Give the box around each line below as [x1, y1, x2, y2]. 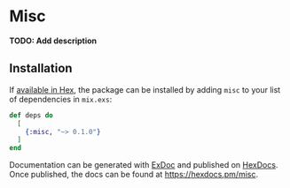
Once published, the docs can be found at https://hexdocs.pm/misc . [9, 169, 259, 180]
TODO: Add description [9, 35, 98, 46]
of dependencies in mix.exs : [9, 94, 113, 104]
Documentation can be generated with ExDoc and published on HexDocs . [9, 160, 278, 170]
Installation [9, 61, 73, 76]
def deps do [9, 110, 53, 120]
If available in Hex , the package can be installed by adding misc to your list [9, 84, 281, 94]
